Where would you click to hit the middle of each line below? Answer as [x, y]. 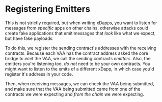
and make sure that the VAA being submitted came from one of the [73, 89]
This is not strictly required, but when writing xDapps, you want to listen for [81, 23]
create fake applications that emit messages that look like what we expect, [81, 33]
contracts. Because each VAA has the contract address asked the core [77, 53]
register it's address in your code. [39, 74]
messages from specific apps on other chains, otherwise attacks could [77, 28]
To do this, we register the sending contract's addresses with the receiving [81, 48]
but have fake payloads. [29, 38]
